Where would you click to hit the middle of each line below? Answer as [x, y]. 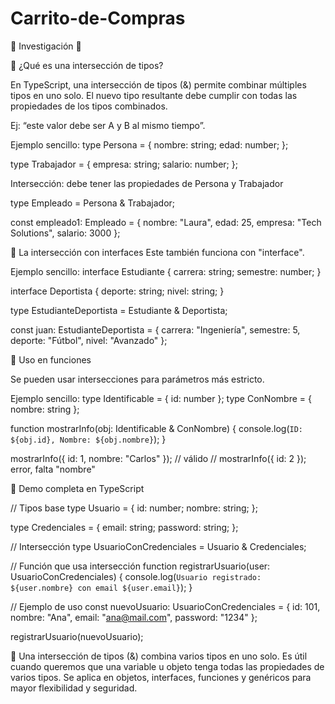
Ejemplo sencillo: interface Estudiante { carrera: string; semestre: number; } [166, 271]
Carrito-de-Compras [98, 18]
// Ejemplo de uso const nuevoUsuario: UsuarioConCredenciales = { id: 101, [165, 606]
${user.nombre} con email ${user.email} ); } [101, 587]
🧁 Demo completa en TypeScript [77, 488]
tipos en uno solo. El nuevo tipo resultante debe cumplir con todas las [154, 95]
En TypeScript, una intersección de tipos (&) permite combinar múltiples [158, 84]
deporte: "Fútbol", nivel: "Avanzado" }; [89, 340]
